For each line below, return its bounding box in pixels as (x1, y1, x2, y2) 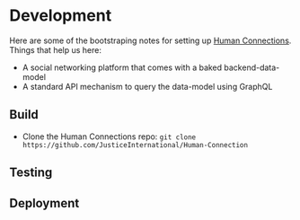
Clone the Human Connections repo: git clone (22, 131, 197, 142)
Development (9, 5, 112, 26)
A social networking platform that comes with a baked (22, 62, 223, 73)
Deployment (9, 195, 80, 211)
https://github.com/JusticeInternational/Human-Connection (22, 140, 249, 149)
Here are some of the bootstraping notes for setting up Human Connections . (9, 35, 292, 46)
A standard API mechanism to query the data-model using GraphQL (22, 81, 273, 92)
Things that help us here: (9, 44, 101, 55)
